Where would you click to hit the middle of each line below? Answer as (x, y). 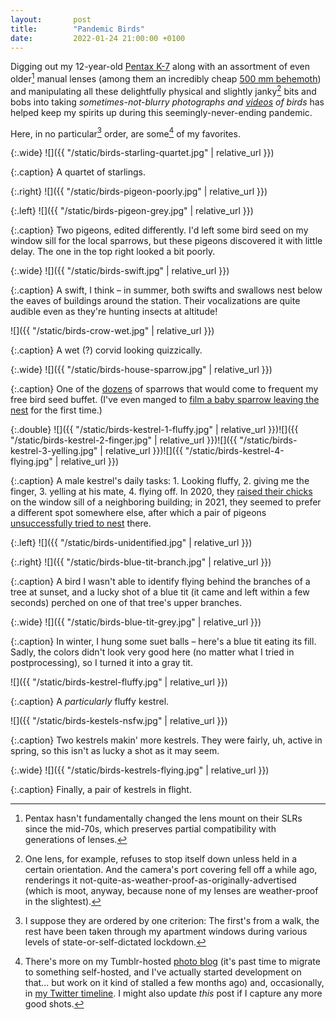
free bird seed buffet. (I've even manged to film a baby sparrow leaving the (165, 400)
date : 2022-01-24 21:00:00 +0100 (98, 38)
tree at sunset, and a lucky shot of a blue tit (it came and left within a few (160, 592)
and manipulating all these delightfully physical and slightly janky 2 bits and (163, 90)
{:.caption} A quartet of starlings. (78, 172)
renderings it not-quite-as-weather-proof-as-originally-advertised (160, 880)
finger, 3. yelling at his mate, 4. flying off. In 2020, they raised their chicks (161, 492)
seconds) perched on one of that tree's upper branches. (126, 603)
